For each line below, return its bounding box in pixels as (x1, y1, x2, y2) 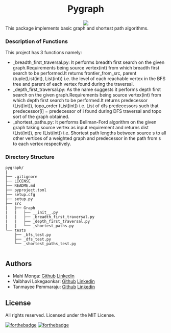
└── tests (5, 228, 27, 233)
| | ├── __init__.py (5, 210, 58, 215)
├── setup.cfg (5, 192, 36, 197)
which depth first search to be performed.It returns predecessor (12, 98, 148, 104)
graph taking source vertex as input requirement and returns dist (12, 125, 149, 131)
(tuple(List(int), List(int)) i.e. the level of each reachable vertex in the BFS (12, 76, 166, 82)
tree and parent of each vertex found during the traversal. (12, 81, 134, 87)
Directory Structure (5, 154, 55, 161)
